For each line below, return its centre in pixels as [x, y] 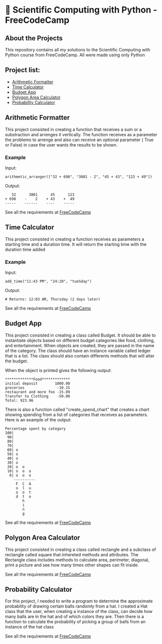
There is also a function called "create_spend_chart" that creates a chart [77, 409]
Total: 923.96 [19, 400]
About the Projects [34, 38]
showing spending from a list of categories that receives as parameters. [77, 415]
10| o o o [19, 471]
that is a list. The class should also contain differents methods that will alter [80, 355]
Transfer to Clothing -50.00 [37, 396]
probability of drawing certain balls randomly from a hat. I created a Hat [76, 606]
